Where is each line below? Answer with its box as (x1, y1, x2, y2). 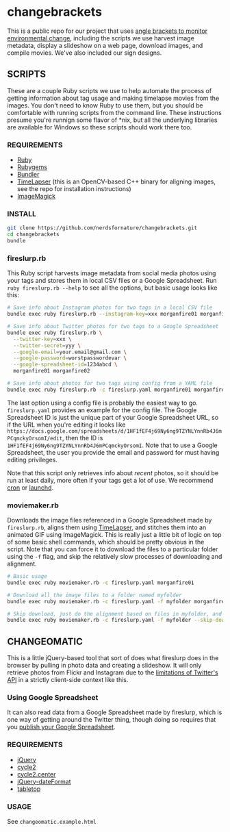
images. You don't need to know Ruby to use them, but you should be (7, 101, 203, 110)
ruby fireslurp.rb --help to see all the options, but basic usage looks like (7, 283, 218, 292)
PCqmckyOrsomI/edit (7, 435, 63, 442)
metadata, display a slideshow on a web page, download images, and (7, 41, 203, 49)
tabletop (16, 785, 41, 793)
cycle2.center (16, 770, 56, 778)
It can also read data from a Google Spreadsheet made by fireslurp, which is (7, 708, 222, 716)
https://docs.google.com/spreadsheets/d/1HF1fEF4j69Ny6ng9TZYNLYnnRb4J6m (7, 427, 222, 435)
